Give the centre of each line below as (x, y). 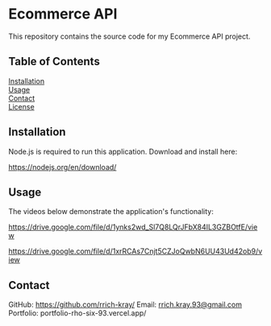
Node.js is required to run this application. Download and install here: (123, 151)
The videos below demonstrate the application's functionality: (111, 212)
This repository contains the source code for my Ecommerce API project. (129, 36)
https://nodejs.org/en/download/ (63, 167)
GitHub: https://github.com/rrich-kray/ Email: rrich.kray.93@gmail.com (125, 305)
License (21, 106)
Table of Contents (54, 62)
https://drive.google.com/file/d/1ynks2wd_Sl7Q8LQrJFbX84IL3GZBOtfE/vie (133, 227)
